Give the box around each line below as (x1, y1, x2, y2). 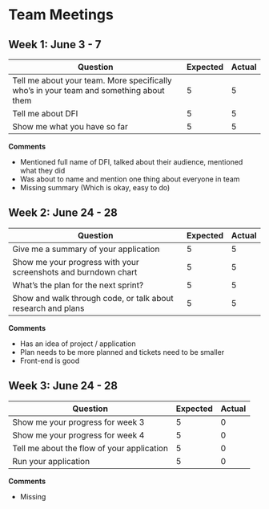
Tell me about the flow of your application (12, 442, 168, 454)
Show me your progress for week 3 (12, 416, 145, 427)
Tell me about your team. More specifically (12, 75, 172, 86)
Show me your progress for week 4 (12, 430, 145, 441)
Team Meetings (8, 6, 114, 24)
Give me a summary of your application (12, 243, 160, 254)
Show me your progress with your (12, 256, 140, 267)
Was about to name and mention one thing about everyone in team (19, 174, 240, 184)
